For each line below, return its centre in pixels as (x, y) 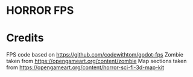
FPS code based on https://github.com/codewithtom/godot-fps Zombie (95, 55)
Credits (25, 38)
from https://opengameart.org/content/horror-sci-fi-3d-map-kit (85, 67)
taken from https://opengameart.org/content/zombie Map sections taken (96, 61)
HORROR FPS (40, 11)
